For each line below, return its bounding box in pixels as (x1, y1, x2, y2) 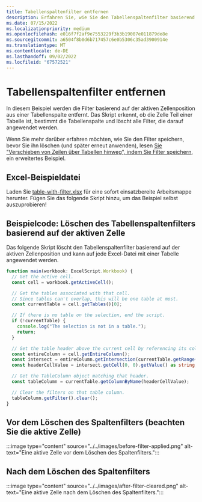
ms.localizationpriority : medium (6, 25, 90, 32)
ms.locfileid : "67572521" (6, 59, 71, 65)
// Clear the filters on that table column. (11, 389, 125, 396)
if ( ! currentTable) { (11, 318, 66, 324)
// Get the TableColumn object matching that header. (11, 373, 149, 379)
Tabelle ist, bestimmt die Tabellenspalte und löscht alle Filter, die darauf (6, 118, 184, 125)
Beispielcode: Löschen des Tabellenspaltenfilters (6, 218, 196, 228)
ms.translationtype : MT (6, 43, 66, 49)
